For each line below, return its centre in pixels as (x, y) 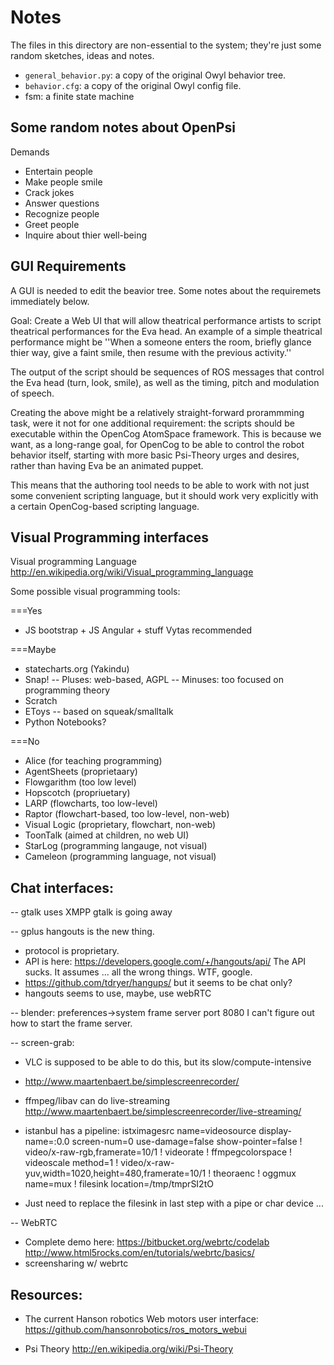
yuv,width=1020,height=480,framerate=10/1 (115, 1173)
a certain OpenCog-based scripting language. (105, 506)
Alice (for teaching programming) (93, 761)
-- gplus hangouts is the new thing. (82, 932)
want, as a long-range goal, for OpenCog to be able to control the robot (157, 444)
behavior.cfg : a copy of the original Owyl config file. (133, 85)
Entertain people (58, 171)
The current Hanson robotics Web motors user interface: (141, 1319)
